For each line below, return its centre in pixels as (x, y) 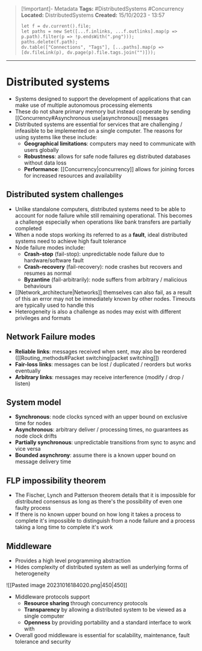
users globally (41, 149)
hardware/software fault (54, 260)
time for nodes (33, 423)
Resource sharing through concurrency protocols (86, 603)
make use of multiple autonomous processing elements (84, 105)
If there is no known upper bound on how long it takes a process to (98, 514)
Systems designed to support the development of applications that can (103, 98)
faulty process (33, 508)
